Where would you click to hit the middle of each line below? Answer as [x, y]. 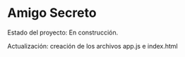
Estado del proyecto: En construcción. [63, 32]
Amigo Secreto [52, 13]
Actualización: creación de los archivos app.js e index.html [92, 46]
